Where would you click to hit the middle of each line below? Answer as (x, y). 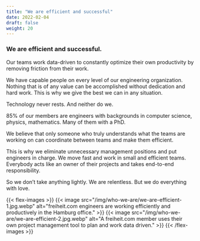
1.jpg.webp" (21, 206)
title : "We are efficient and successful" (60, 12)
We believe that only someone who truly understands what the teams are (96, 133)
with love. (18, 188)
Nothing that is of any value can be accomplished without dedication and (96, 86)
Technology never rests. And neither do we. (60, 104)
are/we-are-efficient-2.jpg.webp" (47, 218)
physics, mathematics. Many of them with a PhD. (66, 122)
